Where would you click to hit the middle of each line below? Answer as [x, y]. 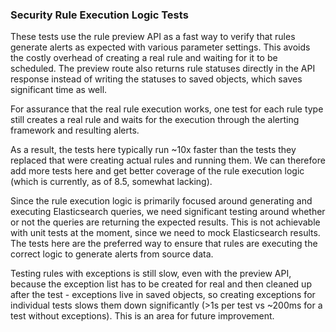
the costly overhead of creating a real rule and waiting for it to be [144, 58]
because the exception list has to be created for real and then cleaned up [161, 284]
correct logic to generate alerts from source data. [112, 254]
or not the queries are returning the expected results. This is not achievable [165, 222]
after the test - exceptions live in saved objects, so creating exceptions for [163, 295]
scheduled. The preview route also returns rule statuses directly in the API [163, 69]
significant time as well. [59, 90]
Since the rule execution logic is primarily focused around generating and [161, 201]
